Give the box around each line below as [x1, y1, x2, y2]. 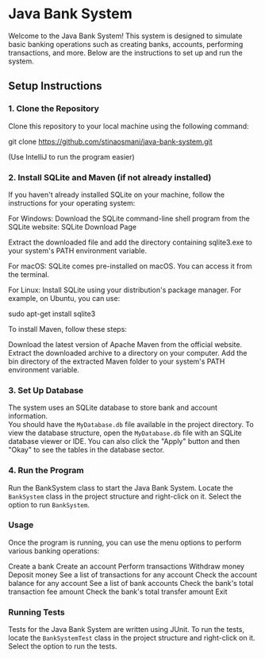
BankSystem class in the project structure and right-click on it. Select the [8, 491, 242, 501]
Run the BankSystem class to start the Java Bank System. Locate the [8, 483, 234, 492]
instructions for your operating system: [8, 198, 136, 207]
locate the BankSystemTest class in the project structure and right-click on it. [8, 633, 255, 643]
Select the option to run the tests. [8, 642, 117, 651]
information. [8, 411, 48, 421]
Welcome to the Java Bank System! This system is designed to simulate [8, 31, 243, 40]
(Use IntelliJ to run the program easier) [8, 152, 135, 161]
